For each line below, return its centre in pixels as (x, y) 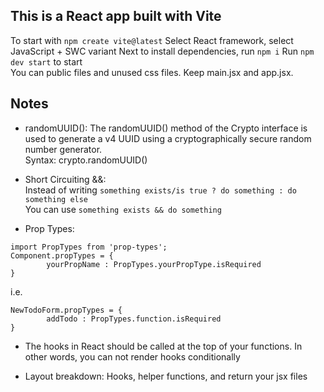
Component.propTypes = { (62, 255)
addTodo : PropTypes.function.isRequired (134, 319)
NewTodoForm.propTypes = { (66, 310)
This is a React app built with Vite (116, 16)
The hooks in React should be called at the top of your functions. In (163, 346)
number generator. (63, 149)
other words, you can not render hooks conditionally (132, 356)
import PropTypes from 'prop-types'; (89, 247)
